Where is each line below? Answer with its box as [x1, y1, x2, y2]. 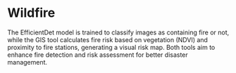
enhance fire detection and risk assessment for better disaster [7, 51, 188, 59]
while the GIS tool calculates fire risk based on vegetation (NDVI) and [7, 35, 208, 44]
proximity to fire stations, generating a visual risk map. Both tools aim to [7, 43, 216, 51]
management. [7, 58, 48, 66]
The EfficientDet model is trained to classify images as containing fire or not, [7, 28, 230, 36]
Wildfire [7, 5, 56, 21]
